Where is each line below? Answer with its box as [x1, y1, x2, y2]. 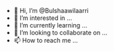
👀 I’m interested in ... [13, 14, 73, 22]
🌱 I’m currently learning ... [13, 21, 88, 29]
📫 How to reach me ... [13, 37, 78, 44]
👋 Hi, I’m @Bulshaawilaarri [13, 7, 88, 14]
